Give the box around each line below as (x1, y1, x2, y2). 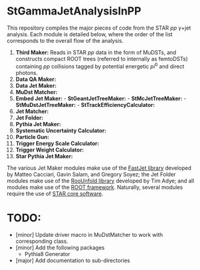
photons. (15, 69, 38, 76)
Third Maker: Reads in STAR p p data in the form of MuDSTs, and (15, 48, 177, 56)
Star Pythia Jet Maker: (15, 152, 73, 159)
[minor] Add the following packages (15, 243, 105, 251)
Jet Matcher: (15, 108, 49, 115)
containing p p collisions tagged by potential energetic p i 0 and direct (15, 62, 184, 70)
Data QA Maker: (15, 76, 57, 83)
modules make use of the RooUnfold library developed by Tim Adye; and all (7, 177, 195, 184)
